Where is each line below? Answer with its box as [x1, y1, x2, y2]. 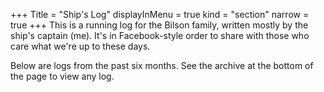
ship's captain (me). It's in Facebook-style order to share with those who [10, 30, 310, 41]
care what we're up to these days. [10, 40, 151, 52]
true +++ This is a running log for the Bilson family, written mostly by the [10, 19, 309, 31]
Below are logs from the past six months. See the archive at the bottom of [10, 60, 314, 71]
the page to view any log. [10, 70, 115, 82]
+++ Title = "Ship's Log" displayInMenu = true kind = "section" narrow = [10, 9, 310, 20]
